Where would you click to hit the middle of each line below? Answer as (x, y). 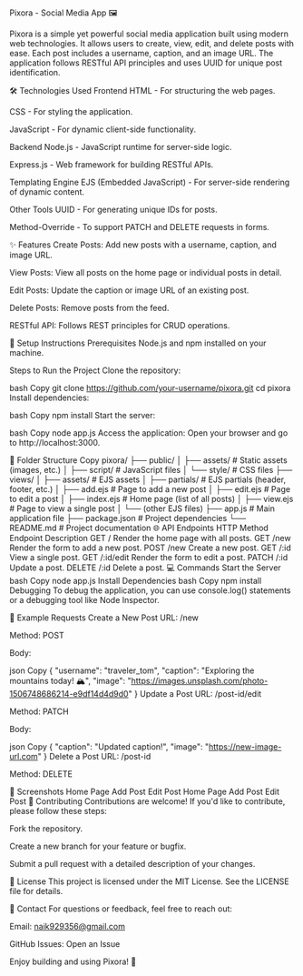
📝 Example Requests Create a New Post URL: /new (104, 618)
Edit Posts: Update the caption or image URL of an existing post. (129, 290)
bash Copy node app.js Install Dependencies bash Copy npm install (136, 581)
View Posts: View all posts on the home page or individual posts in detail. (146, 272)
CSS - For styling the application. (71, 111)
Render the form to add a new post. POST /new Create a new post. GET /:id (151, 548)
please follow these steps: (58, 811)
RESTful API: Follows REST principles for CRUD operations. (120, 325)
